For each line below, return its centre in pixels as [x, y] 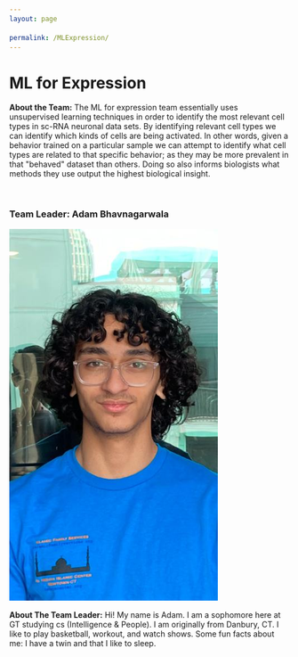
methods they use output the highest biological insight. [110, 174]
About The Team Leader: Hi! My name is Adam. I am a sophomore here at [145, 614]
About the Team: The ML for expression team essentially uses [124, 108]
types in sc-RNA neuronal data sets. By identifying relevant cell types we [143, 127]
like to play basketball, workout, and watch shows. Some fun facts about [142, 634]
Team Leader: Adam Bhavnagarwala [89, 214]
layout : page [33, 19]
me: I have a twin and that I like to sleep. [83, 643]
